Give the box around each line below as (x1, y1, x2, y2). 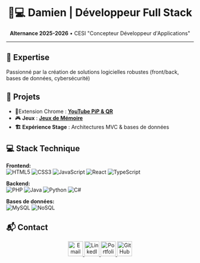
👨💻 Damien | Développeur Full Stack (8, 6, 192, 20)
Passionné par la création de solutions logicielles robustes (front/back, (6, 68, 179, 76)
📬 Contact (6, 222, 48, 232)
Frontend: (6, 162, 32, 170)
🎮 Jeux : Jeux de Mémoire (14, 114, 83, 121)
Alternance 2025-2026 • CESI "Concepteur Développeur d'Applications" (10, 29, 190, 37)
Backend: (6, 180, 30, 187)
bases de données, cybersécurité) (6, 74, 90, 82)
